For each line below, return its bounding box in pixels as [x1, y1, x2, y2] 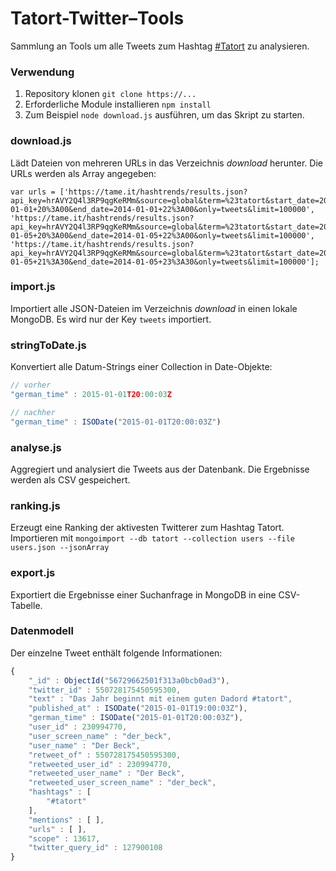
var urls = [10, 187, 56, 197]
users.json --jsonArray [10, 543, 110, 553]
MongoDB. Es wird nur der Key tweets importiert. [10, 313, 212, 325]
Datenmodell [10, 624, 74, 638]
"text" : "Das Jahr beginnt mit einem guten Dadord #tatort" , [28, 694, 293, 704]
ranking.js [10, 498, 61, 512]
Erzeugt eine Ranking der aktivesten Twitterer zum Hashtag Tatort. [10, 522, 285, 534]
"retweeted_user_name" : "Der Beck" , [28, 768, 186, 779]
